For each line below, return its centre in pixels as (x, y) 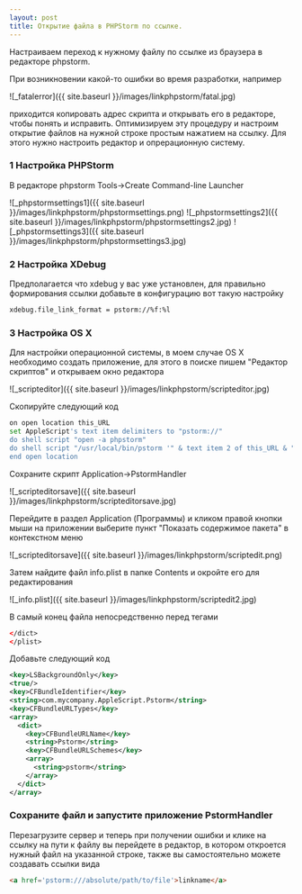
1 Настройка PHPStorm (62, 166)
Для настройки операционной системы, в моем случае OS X (127, 353)
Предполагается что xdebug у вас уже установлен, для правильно (138, 284)
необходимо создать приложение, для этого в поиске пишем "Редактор (149, 362)
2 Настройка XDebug (58, 264)
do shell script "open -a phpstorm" (78, 440)
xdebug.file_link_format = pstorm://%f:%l (90, 310)
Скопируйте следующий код (64, 407)
